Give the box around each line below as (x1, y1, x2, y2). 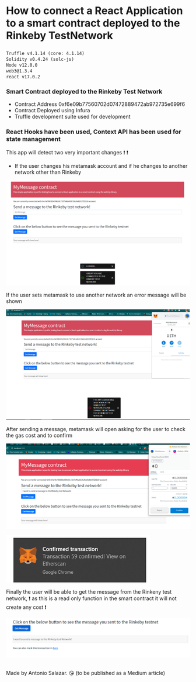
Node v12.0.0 (6, 63, 38, 68)
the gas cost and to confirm (6, 432, 73, 439)
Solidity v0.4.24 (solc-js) (6, 57, 75, 63)
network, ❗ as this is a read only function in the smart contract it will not (6, 595, 177, 602)
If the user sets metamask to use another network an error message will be (6, 291, 187, 298)
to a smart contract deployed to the (6, 16, 180, 30)
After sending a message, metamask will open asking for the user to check (6, 426, 185, 433)
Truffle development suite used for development (14, 113, 131, 120)
